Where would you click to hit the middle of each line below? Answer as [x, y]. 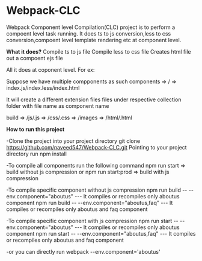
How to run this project [35, 129]
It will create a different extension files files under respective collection [94, 99]
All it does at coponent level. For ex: [50, 69]
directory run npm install [37, 154]
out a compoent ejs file [35, 58]
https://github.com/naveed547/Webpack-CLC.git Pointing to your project [97, 147]
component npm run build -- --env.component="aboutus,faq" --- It [90, 203]
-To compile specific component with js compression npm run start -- [92, 221]
